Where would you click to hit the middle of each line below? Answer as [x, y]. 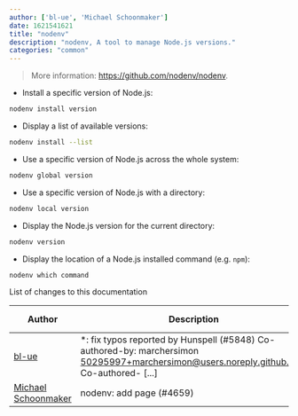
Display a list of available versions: [85, 126]
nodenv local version [49, 208]
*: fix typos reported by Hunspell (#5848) [168, 340]
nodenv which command [49, 275]
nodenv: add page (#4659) [137, 393]
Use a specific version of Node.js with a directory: [114, 192]
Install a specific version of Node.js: [87, 93]
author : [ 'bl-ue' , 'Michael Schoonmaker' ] [89, 17]
